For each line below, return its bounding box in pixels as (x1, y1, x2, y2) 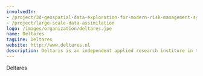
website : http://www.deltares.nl (6, 42, 91, 48)
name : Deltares (6, 31, 45, 37)
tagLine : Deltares (6, 37, 53, 42)
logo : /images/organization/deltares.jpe (6, 25, 112, 32)
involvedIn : (6, 8, 36, 15)
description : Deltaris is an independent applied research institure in (6, 48, 193, 54)
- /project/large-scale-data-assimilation (6, 20, 115, 26)
